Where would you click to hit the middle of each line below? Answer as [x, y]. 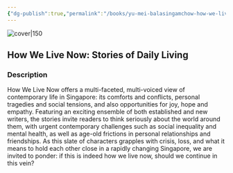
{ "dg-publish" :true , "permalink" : [55, 13]
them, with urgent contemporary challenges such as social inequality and [112, 127]
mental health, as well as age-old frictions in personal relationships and [109, 134]
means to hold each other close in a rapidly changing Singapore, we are [110, 149]
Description [27, 75]
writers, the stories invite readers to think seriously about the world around [114, 119]
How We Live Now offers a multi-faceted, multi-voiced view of [96, 90]
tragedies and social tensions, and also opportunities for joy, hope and [107, 104]
